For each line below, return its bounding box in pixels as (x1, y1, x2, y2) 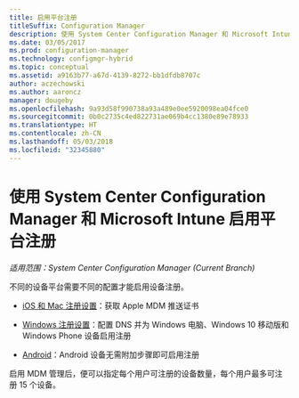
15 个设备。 (19, 379, 61, 390)
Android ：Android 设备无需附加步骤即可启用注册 (21, 349, 200, 360)
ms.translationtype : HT (9, 121, 98, 130)
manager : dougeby (9, 95, 74, 105)
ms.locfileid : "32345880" (9, 145, 105, 154)
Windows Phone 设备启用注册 (21, 330, 132, 341)
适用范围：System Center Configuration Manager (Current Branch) (9, 262, 255, 272)
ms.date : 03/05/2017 (9, 37, 86, 47)
